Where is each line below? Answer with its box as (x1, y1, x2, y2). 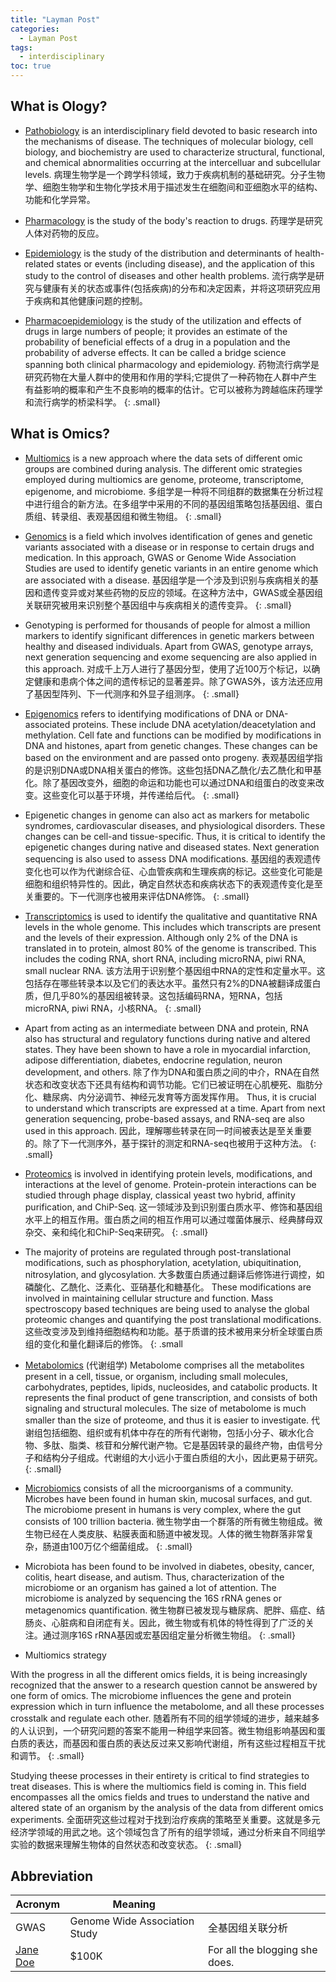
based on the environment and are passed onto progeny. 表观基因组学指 (24, 751, 323, 763)
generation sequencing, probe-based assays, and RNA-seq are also (24, 1112, 305, 1125)
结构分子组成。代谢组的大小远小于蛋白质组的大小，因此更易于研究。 (42, 1451, 323, 1463)
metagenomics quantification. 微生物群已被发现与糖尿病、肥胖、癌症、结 (24, 1604, 326, 1616)
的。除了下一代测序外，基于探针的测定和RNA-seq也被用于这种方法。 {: (24, 1137, 317, 1149)
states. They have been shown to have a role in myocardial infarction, (24, 1043, 312, 1055)
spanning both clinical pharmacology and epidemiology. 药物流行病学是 (24, 358, 320, 370)
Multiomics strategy (24, 1649, 107, 1661)
